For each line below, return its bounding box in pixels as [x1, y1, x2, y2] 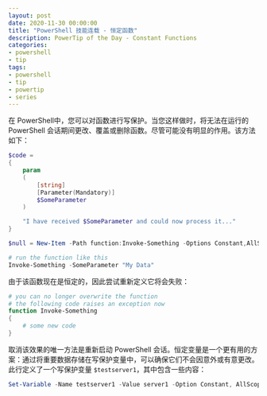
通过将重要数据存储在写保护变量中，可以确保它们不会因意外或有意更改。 [21, 355, 259, 364]
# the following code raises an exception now [8, 300, 165, 308]
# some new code [22, 322, 77, 330]
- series [8, 93, 37, 101]
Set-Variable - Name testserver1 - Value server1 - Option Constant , [8, 380, 233, 388]
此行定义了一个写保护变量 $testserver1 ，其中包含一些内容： [8, 364, 207, 374]
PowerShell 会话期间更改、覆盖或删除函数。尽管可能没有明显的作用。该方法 [8, 126, 256, 135]
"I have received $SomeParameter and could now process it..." [22, 218, 237, 226]
